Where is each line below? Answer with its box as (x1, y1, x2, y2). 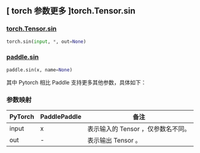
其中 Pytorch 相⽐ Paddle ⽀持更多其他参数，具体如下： (6, 78, 147, 86)
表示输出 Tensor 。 (87, 136, 142, 145)
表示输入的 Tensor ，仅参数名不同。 (87, 125, 191, 133)
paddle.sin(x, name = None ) (6, 67, 72, 73)
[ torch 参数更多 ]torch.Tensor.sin (6, 6, 136, 17)
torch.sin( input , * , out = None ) (6, 39, 87, 45)
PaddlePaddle (40, 113, 82, 121)
